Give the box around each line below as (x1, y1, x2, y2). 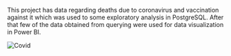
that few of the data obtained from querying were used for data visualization (7, 21, 224, 28)
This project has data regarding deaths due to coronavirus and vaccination (7, 6, 219, 14)
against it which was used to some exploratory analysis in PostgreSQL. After (7, 13, 224, 21)
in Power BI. (7, 28, 41, 36)
